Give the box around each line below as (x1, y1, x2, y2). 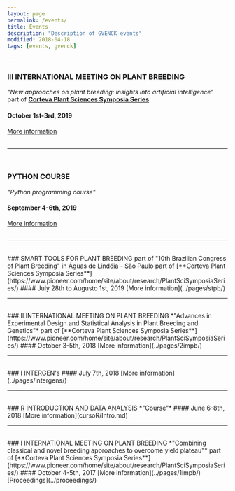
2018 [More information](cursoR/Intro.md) (7, 411, 128, 420)
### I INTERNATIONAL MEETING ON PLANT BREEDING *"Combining (7, 439, 206, 447)
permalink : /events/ (7, 17, 68, 24)
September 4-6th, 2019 (7, 204, 77, 212)
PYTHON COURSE (7, 172, 70, 182)
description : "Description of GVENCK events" (7, 29, 142, 37)
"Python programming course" (7, 187, 96, 196)
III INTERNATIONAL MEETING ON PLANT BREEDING (7, 71, 185, 81)
